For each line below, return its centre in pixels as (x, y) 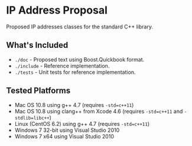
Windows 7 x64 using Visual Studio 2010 (64, 136)
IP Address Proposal (57, 10)
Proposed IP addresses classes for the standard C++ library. (80, 27)
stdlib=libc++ (32, 118)
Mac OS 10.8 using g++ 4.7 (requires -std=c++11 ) (74, 105)
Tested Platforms (38, 91)
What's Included (37, 45)
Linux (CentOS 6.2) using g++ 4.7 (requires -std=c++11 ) (82, 124)
